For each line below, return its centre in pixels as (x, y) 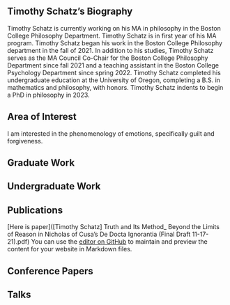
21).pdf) (18, 242)
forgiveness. (25, 141)
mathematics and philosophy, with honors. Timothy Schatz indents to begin (115, 87)
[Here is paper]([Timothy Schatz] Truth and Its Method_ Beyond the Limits (113, 227)
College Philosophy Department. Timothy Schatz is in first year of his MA (112, 36)
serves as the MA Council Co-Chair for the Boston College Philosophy (108, 58)
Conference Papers (50, 271)
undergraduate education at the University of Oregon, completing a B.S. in (114, 80)
